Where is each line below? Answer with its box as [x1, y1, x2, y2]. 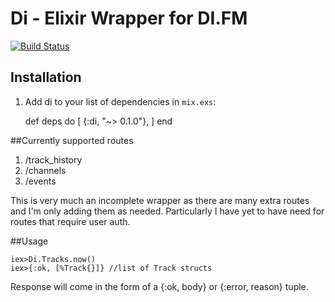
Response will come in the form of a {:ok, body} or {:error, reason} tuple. [10, 280, 309, 292]
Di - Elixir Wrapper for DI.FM [10, 7, 248, 30]
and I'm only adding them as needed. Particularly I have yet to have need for [10, 205, 325, 217]
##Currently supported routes [10, 134, 134, 146]
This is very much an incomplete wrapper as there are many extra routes [10, 194, 310, 206]
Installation [10, 69, 82, 86]
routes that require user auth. [10, 215, 131, 227]
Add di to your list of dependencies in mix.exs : [24, 95, 217, 107]
